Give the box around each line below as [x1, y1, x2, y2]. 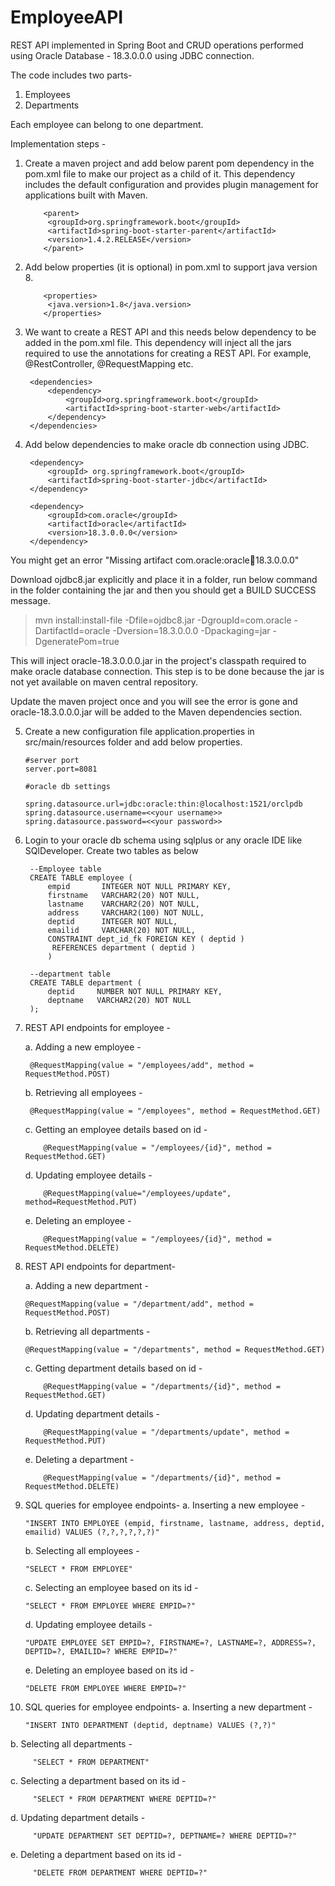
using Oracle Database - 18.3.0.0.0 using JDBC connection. [10, 49, 255, 61]
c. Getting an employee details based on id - [24, 1123, 208, 1135]
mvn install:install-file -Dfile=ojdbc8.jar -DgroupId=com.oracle [34, 614, 292, 626]
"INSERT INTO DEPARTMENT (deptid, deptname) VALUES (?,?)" [24, 1720, 277, 1730]
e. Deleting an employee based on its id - [24, 1664, 195, 1676]
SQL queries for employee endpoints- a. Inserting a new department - [24, 1701, 313, 1713]
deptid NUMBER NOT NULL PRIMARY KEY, [47, 986, 223, 996]
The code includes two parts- [10, 69, 133, 81]
